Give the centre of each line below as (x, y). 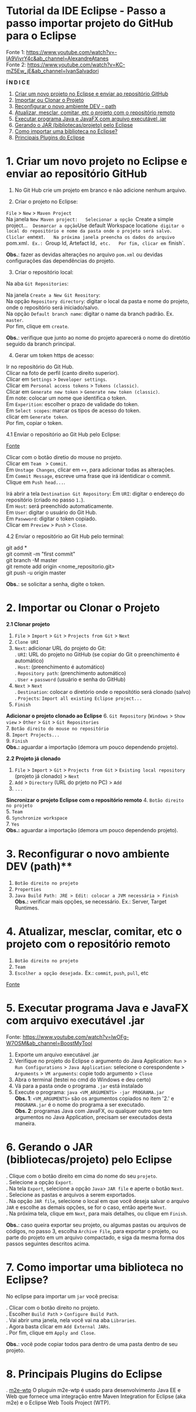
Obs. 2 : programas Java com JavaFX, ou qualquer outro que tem (93, 1111)
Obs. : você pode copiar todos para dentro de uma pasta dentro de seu (92, 1344)
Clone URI (27, 642)
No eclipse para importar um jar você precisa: (62, 1296)
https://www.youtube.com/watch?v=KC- (76, 64)
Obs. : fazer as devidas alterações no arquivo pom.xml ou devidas (84, 254)
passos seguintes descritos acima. (48, 1244)
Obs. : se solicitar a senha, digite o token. (56, 584)
